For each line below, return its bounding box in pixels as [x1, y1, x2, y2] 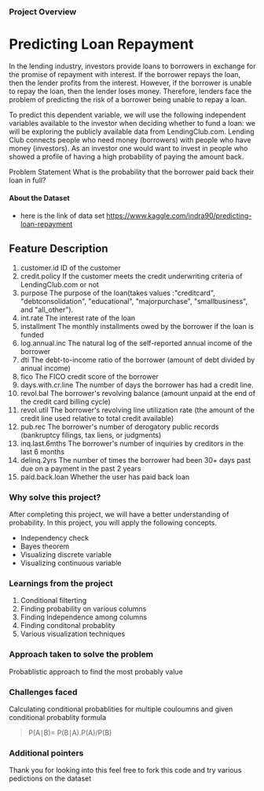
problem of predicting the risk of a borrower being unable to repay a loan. [9, 94, 247, 104]
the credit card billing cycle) [20, 397, 111, 406]
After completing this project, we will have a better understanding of [9, 510, 229, 519]
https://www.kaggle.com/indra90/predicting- [106, 211, 252, 220]
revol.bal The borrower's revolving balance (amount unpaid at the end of [20, 388, 256, 397]
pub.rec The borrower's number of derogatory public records [20, 422, 219, 431]
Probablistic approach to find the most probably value [9, 667, 183, 676]
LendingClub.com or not [20, 279, 99, 289]
